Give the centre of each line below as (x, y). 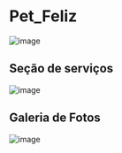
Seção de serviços (61, 69)
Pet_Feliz (43, 16)
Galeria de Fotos (55, 118)
